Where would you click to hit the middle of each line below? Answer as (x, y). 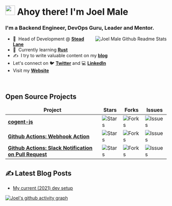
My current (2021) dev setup (43, 188)
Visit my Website (31, 71)
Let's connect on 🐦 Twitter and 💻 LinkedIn (59, 63)
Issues (154, 110)
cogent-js (20, 122)
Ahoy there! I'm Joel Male (73, 12)
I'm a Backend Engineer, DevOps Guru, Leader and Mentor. (80, 28)
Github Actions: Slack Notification (50, 148)
